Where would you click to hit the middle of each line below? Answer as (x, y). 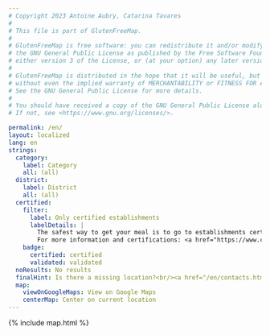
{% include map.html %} (49, 323)
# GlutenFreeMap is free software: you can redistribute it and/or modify (136, 46)
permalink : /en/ (35, 128)
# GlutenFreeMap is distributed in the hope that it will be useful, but (135, 76)
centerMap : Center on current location (90, 300)
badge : (34, 248)
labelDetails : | (57, 225)
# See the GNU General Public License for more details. (106, 91)
